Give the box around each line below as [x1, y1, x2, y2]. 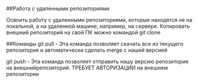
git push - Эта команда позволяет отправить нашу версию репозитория [6, 58, 189, 65]
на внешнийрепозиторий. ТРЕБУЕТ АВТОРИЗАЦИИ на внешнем [6, 64, 168, 71]
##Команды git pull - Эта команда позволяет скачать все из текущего [6, 41, 184, 47]
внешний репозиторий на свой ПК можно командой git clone [6, 29, 161, 36]
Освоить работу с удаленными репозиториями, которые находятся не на [6, 16, 193, 23]
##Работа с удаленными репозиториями [6, 5, 110, 12]
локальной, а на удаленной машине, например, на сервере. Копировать [6, 23, 190, 29]
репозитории [6, 71, 40, 77]
